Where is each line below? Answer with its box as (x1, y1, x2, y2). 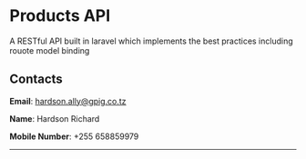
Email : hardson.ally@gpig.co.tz (9, 95, 127, 106)
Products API (9, 5, 111, 26)
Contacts (9, 72, 64, 87)
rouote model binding (9, 45, 90, 55)
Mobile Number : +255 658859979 (9, 131, 139, 142)
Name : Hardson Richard (9, 113, 100, 124)
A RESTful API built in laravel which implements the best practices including (9, 35, 293, 46)
